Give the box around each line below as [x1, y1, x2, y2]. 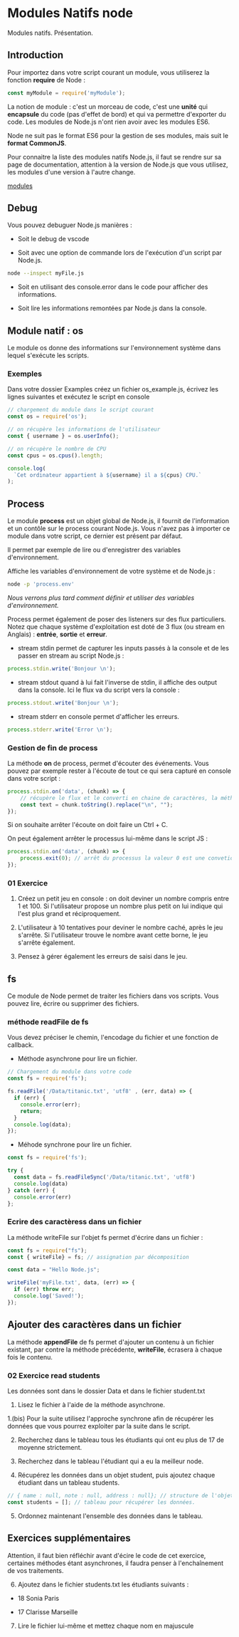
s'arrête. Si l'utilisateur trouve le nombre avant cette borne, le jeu [17, 931, 208, 939]
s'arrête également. [17, 938, 75, 947]
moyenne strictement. [17, 1443, 83, 1451]
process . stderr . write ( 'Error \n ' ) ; [7, 726, 113, 733]
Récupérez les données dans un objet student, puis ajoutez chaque [17, 1470, 216, 1479]
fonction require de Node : [7, 75, 86, 84]
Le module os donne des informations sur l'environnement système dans [7, 344, 221, 352]
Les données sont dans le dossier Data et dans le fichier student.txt [7, 1386, 206, 1395]
